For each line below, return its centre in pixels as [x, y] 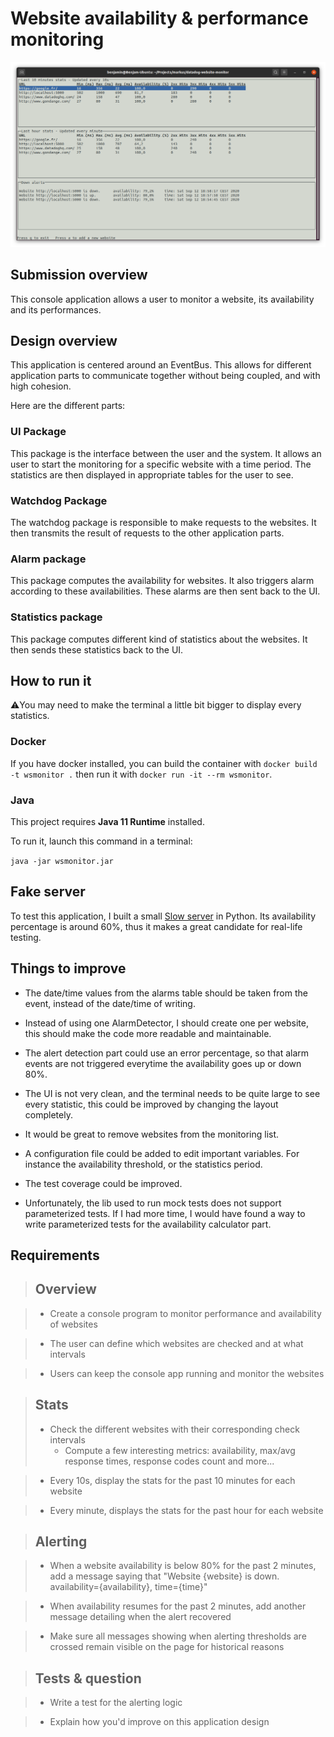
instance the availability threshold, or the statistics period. [143, 1164]
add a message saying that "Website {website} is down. [164, 1576]
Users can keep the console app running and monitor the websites [187, 1373]
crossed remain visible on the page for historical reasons [167, 1647]
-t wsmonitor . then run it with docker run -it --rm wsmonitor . [141, 774]
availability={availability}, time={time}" [128, 1587]
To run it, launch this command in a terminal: [101, 841]
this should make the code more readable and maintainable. [148, 1033]
